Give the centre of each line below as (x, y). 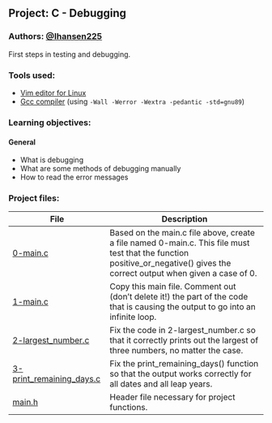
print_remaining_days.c (57, 379)
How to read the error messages (74, 177)
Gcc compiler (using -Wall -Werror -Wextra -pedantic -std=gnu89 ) (132, 101)
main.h (25, 403)
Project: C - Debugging (68, 13)
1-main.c (30, 302)
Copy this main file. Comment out (172, 287)
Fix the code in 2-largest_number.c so (183, 330)
